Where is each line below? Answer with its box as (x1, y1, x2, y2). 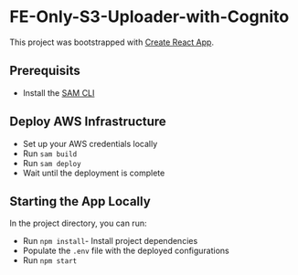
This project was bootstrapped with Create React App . (9, 37, 215, 48)
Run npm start (22, 255, 78, 266)
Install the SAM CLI (22, 87, 95, 98)
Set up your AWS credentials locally (22, 138, 158, 149)
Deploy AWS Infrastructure (9, 114, 166, 130)
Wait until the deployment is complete (22, 167, 165, 178)
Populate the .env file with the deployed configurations (22, 245, 230, 257)
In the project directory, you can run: (9, 217, 147, 229)
